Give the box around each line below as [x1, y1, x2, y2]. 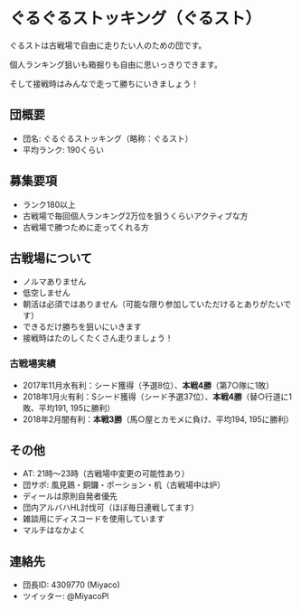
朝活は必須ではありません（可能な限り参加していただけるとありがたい [22, 299, 284, 310]
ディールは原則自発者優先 [22, 491, 118, 502]
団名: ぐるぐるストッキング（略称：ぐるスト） [22, 133, 193, 144]
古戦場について [9, 250, 93, 266]
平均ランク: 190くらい [22, 144, 104, 155]
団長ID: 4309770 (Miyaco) [22, 579, 120, 590]
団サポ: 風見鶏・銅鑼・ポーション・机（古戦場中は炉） [22, 480, 226, 491]
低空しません [22, 287, 71, 298]
